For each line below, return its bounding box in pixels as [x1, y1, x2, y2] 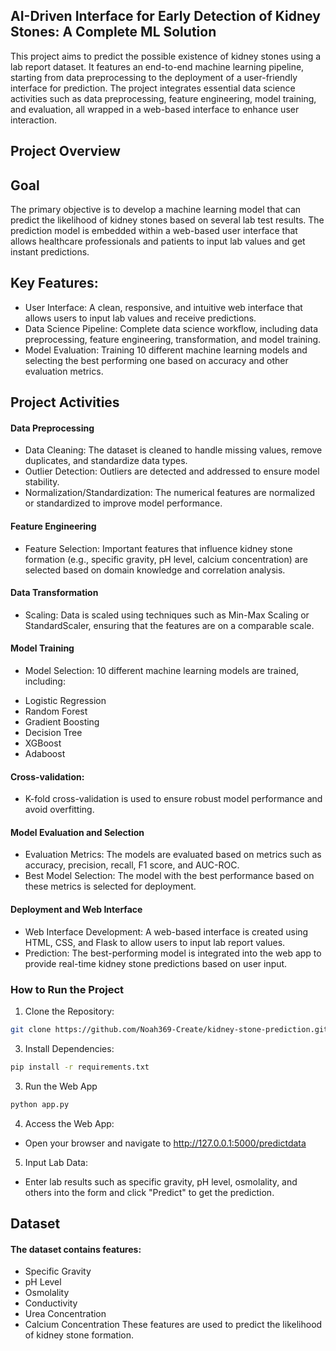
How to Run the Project [10, 982, 125, 996]
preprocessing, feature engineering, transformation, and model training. [24, 333, 322, 345]
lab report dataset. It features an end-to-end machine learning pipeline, [10, 60, 305, 73]
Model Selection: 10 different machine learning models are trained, [24, 665, 300, 677]
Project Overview [10, 143, 121, 160]
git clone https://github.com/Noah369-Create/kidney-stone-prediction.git [10, 1024, 329, 1034]
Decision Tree [24, 727, 83, 739]
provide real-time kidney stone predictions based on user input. [24, 957, 288, 969]
